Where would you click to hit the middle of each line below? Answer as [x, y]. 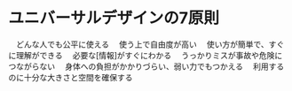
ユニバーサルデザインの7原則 [114, 18]
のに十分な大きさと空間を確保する [71, 77]
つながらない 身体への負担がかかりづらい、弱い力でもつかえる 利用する [146, 66]
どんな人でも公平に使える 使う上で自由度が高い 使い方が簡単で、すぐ [150, 44]
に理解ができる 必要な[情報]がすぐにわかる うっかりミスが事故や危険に [146, 55]
